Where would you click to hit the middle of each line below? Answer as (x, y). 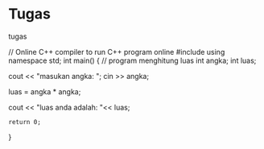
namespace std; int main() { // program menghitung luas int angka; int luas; (132, 60)
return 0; (25, 122)
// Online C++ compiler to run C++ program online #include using (117, 52)
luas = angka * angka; (45, 91)
